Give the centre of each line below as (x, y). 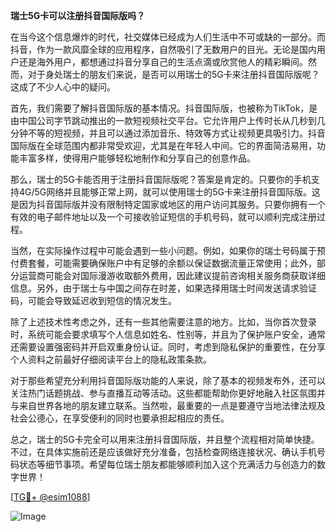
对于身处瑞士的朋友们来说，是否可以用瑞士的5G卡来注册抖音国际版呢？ (173, 74)
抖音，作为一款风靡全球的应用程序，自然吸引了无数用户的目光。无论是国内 (163, 49)
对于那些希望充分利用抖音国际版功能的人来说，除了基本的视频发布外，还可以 (168, 380)
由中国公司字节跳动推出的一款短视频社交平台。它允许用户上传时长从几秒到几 (168, 120)
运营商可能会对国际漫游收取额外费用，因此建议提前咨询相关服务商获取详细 (172, 275)
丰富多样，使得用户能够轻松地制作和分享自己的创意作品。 (137, 158)
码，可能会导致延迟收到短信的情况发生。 (93, 300)
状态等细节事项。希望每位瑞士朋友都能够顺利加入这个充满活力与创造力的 (167, 464)
